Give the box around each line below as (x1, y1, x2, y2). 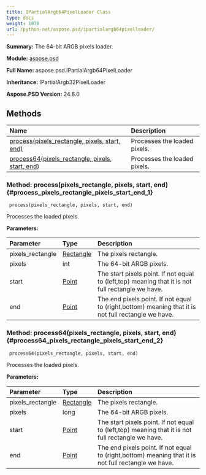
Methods (6, 108, 42, 118)
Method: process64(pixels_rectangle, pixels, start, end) (6, 329, 177, 338)
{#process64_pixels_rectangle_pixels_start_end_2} (6, 336, 164, 345)
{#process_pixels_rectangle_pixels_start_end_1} (6, 188, 153, 196)
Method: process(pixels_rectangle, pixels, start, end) (6, 180, 169, 189)
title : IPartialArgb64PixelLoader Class (6, 9, 112, 15)
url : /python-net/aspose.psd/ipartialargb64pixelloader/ (6, 26, 155, 33)
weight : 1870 (6, 20, 40, 26)
